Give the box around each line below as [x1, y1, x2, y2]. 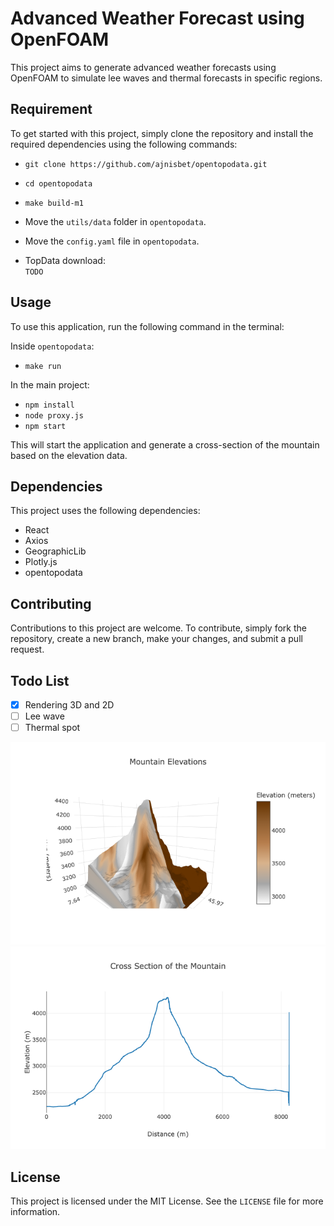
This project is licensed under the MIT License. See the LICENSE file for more [10, 1195, 324, 1207]
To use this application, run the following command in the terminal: [10, 320, 285, 332]
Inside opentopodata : [10, 340, 95, 352]
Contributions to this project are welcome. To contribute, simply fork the [10, 622, 307, 634]
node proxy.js [24, 410, 84, 421]
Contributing [10, 595, 92, 612]
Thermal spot [24, 722, 81, 734]
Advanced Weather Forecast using [10, 7, 305, 30]
